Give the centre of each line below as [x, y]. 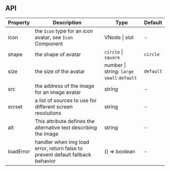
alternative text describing [66, 127]
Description [67, 22]
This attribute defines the [65, 121]
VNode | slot [119, 37]
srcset [15, 106]
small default [121, 78]
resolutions [48, 113]
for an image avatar [58, 92]
